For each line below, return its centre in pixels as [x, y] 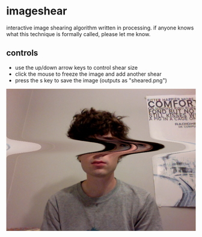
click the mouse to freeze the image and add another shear [88, 74]
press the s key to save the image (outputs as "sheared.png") [91, 80]
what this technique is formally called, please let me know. [78, 34]
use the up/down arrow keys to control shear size [76, 67]
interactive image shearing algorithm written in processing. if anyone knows [100, 28]
